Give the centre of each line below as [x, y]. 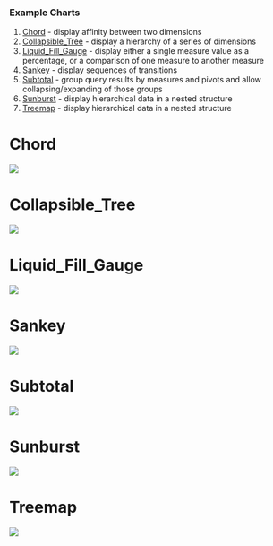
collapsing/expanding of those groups [92, 89]
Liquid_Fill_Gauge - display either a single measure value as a [135, 51]
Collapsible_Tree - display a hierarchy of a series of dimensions [139, 41]
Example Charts [45, 13]
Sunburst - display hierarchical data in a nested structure [127, 99]
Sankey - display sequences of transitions [99, 70]
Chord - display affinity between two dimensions [112, 32]
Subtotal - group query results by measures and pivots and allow [142, 80]
